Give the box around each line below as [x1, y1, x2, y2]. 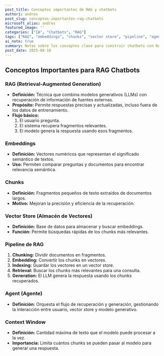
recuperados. [12, 278, 40, 284]
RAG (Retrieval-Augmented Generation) [5, 80, 102, 87]
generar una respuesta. [12, 345, 60, 351]
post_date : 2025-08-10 [5, 48, 51, 53]
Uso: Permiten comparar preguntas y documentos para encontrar [12, 161, 145, 167]
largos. [12, 195, 26, 201]
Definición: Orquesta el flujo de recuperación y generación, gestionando [12, 301, 159, 307]
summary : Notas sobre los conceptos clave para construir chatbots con [5, 43, 154, 48]
